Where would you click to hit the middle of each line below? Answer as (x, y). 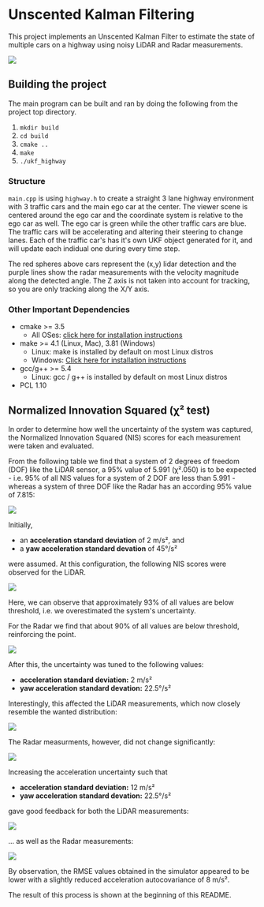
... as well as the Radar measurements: (71, 841)
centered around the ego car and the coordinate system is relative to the (126, 216)
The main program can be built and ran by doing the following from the (123, 103)
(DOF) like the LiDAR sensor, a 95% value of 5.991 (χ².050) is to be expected (132, 470)
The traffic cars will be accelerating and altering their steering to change (126, 232)
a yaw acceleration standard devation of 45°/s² (99, 549)
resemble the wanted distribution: (63, 712)
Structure (27, 181)
